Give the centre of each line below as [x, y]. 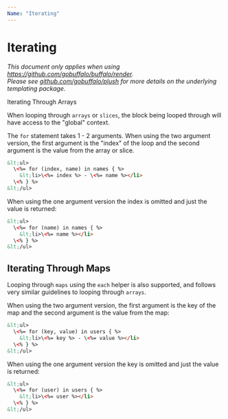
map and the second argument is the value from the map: [88, 313]
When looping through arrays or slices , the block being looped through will [114, 115]
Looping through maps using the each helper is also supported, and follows [112, 285]
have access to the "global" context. [58, 122]
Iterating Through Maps [59, 268]
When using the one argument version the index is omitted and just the [107, 201]
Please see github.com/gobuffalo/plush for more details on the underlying [112, 81]
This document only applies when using [64, 67]
